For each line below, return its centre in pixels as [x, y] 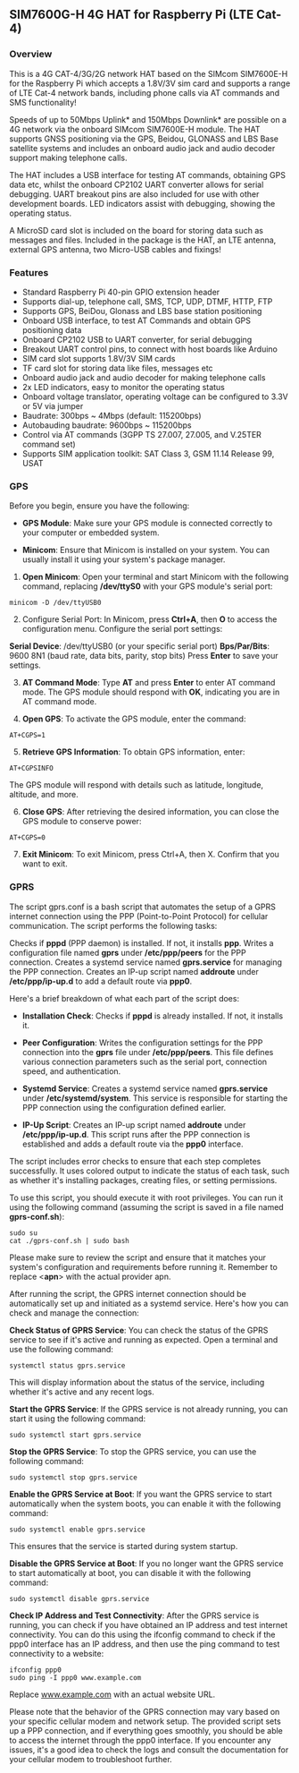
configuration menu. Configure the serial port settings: [122, 629]
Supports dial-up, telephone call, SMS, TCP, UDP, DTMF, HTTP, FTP [147, 301]
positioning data [52, 329]
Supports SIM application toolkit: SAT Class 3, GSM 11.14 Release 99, [148, 453]
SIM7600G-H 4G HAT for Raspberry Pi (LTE [132, 15]
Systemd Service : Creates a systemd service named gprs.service [145, 1088]
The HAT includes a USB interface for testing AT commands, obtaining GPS [147, 175]
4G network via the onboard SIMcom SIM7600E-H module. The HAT [135, 129]
